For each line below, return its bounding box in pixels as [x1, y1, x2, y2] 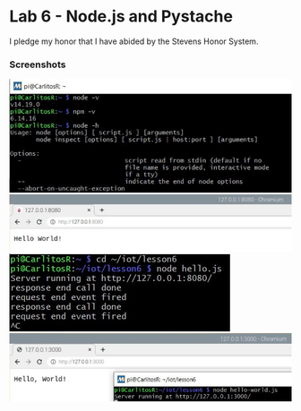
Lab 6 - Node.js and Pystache [9, 6, 233, 27]
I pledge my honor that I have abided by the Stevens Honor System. [9, 36, 259, 47]
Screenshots [9, 58, 66, 71]
